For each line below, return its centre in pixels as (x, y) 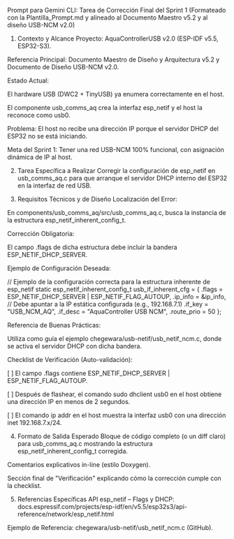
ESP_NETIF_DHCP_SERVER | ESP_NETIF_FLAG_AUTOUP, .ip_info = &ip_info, (117, 296)
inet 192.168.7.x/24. (35, 422)
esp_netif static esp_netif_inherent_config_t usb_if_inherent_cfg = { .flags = (115, 289)
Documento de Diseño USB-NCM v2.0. (63, 67)
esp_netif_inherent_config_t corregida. (72, 451)
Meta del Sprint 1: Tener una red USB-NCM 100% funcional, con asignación (116, 149)
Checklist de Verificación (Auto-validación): (70, 359)
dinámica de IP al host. (40, 157)
